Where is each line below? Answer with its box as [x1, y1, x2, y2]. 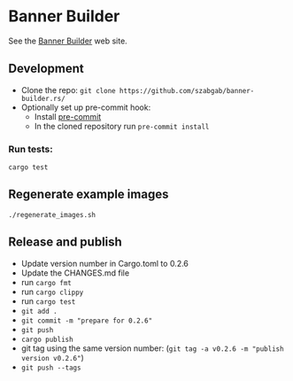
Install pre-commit [34, 111, 102, 121]
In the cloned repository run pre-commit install [34, 121, 210, 131]
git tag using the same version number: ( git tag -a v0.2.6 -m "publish [20, 343, 284, 354]
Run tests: [8, 143, 54, 155]
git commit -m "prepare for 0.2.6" [20, 316, 153, 325]
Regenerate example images [8, 187, 169, 202]
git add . [20, 307, 58, 315]
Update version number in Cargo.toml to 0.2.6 [20, 258, 189, 268]
